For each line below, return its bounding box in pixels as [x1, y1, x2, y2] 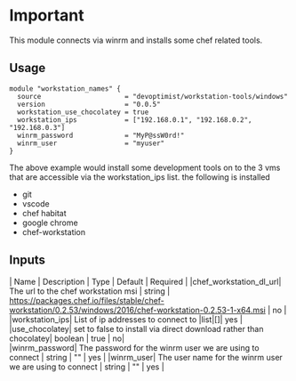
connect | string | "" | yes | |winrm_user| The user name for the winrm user [9, 352, 283, 362]
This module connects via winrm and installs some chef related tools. [9, 35, 263, 45]
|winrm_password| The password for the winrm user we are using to [9, 342, 260, 353]
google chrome [21, 217, 78, 228]
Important [9, 5, 84, 26]
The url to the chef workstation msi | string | [9, 286, 171, 296]
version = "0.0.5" [17, 100, 162, 109]
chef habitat [21, 207, 67, 218]
